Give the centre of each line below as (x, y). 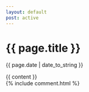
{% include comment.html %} (43, 83)
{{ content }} (21, 77)
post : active (22, 18)
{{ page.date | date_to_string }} (44, 65)
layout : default (26, 12)
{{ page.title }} (43, 48)
